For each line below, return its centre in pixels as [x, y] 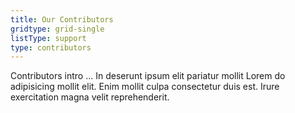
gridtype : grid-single [57, 29]
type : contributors [51, 47]
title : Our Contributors [62, 19]
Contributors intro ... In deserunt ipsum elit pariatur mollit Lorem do [148, 76]
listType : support [48, 38]
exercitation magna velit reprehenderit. [90, 97]
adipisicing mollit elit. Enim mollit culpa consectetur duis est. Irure [145, 87]
